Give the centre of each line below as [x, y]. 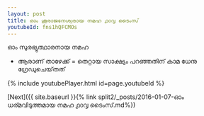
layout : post [27, 14]
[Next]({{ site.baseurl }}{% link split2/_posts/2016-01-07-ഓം [96, 97]
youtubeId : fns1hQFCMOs [42, 27]
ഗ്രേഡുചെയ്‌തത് [41, 69]
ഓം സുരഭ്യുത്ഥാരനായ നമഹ [48, 47]
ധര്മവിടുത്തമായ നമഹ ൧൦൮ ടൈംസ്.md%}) [72, 105]
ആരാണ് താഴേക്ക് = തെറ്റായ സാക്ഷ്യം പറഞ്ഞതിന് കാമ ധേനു [107, 62]
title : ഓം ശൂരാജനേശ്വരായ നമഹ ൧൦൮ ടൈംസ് [73, 21]
